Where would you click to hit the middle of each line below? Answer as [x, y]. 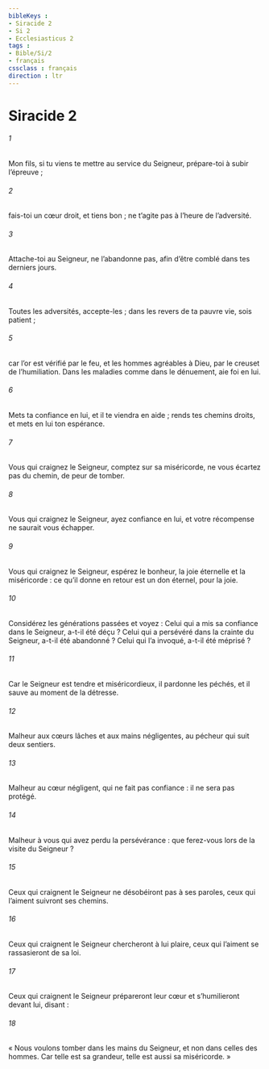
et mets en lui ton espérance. [57, 424]
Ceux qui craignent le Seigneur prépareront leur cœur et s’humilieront [124, 996]
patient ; [22, 319]
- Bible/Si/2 [30, 53]
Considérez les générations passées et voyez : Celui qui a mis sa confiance [133, 623]
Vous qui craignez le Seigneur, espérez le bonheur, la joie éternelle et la [127, 571]
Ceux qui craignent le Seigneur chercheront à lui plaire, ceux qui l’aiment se [134, 944]
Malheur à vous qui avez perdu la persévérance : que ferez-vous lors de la [132, 840]
